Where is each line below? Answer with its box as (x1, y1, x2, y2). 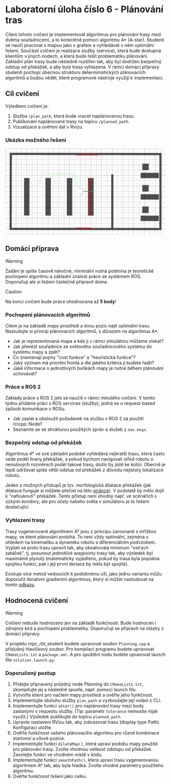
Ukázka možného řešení (5, 136, 66, 143)
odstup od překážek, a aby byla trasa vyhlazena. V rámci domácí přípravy (5, 64, 159, 70)
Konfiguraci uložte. (12, 724, 52, 730)
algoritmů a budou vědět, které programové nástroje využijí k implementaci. (5, 74, 164, 81)
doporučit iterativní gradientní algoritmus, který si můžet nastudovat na (5, 576, 154, 582)
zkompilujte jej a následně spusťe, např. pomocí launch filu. (12, 686, 137, 692)
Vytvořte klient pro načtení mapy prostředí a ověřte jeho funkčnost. (12, 692, 154, 698)
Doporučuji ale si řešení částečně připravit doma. (5, 279, 108, 285)
